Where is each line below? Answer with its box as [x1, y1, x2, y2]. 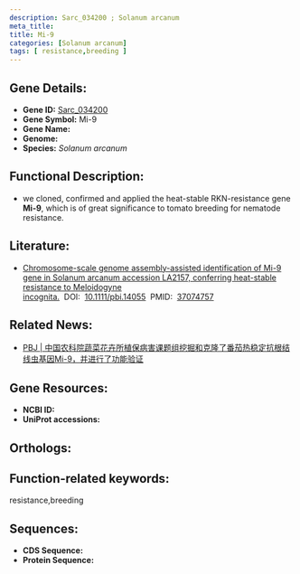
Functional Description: [9, 169, 145, 184]
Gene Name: [22, 123, 70, 134]
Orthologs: [9, 440, 72, 456]
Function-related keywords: [9, 471, 170, 486]
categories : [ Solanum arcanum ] [9, 38, 127, 48]
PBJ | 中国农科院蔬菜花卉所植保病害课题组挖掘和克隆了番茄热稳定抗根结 [22, 343, 291, 353]
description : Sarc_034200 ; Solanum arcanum [9, 13, 180, 23]
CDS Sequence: [22, 545, 84, 556]
